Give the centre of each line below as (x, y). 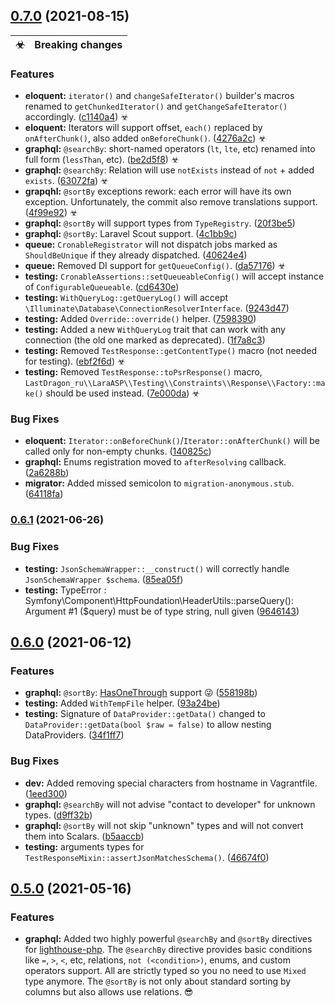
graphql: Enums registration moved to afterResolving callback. (155, 462)
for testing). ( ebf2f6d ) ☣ (75, 361)
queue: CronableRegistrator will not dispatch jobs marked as (151, 245)
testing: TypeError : (65, 590)
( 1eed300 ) (46, 793)
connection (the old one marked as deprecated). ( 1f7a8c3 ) (145, 340)
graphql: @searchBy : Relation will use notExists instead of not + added (169, 170)
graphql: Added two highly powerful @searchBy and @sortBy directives (168, 939)
